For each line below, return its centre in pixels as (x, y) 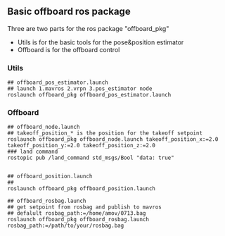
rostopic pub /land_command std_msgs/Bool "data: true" (91, 158)
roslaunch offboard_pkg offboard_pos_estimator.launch (89, 95)
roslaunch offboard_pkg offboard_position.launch (82, 189)
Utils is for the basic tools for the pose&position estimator (101, 42)
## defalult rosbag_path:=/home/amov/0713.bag (77, 213)
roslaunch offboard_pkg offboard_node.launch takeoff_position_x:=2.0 (113, 139)
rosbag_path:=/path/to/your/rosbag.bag (66, 226)
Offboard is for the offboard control (69, 49)
